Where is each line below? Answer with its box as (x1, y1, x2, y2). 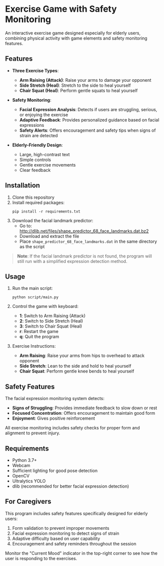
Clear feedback (19, 167, 51, 173)
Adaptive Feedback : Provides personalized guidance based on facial (19, 117, 160, 123)
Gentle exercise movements (19, 162, 76, 167)
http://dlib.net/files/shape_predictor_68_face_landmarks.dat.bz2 (19, 228, 149, 234)
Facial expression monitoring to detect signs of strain (12, 530, 119, 536)
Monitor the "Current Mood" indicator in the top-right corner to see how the (5, 550, 158, 556)
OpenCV (12, 473, 30, 478)
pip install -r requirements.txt (12, 209, 81, 214)
